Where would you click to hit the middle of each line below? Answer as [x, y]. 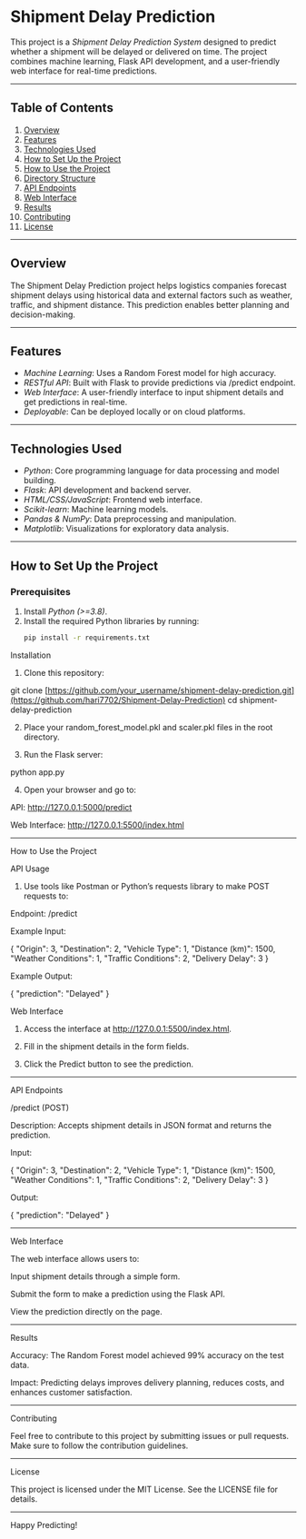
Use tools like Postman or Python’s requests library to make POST [147, 886]
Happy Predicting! [44, 1524]
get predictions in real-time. [75, 402]
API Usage [30, 869]
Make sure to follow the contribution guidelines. [99, 1445]
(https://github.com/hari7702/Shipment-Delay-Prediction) [118, 700]
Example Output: [42, 976]
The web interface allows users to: [75, 1258]
